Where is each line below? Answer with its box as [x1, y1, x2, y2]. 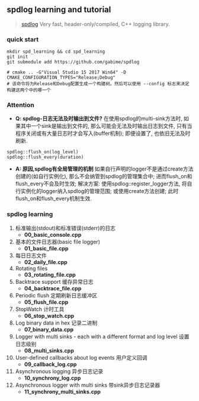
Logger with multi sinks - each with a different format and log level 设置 [15, 333, 190, 340]
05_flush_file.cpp [24, 299, 69, 306]
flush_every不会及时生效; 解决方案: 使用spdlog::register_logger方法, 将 [15, 180, 187, 187]
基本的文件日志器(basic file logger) [15, 238, 100, 245]
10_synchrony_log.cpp [24, 374, 81, 381]
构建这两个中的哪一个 [7, 87, 51, 94]
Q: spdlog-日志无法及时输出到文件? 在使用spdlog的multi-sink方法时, [15, 115, 182, 122]
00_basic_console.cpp [24, 231, 82, 238]
